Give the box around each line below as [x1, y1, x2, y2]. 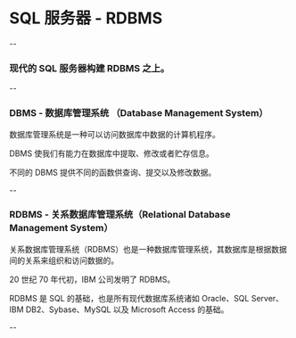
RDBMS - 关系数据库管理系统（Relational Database [9, 209, 231, 221]
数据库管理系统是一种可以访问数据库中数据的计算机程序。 [9, 128, 220, 139]
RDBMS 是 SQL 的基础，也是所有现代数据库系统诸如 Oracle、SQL [9, 293, 250, 303]
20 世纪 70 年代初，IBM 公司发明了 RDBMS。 [9, 274, 176, 284]
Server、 [251, 293, 284, 303]
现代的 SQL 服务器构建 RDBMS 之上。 [9, 62, 170, 74]
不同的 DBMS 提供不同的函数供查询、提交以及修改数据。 [9, 167, 217, 177]
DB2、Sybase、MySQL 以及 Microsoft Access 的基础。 [25, 304, 229, 315]
